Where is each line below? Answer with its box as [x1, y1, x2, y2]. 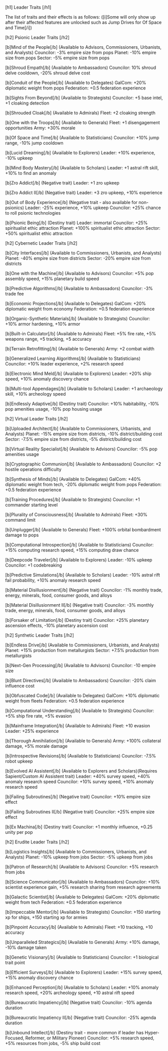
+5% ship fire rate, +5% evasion [5, 713, 72, 719]
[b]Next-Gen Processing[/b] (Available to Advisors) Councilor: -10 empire [5, 662, 156, 668]
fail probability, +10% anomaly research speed [5, 578, 101, 583]
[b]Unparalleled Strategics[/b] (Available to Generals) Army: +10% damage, [5, 939, 160, 945]
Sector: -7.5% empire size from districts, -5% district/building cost [5, 436, 142, 442]
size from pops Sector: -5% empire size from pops [5, 55, 110, 61]
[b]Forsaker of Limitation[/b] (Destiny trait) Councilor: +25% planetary [5, 617, 149, 623]
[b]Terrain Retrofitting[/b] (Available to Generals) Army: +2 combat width [5, 346, 155, 351]
